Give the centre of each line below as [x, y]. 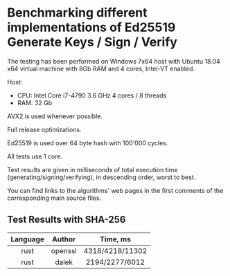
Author [64, 239]
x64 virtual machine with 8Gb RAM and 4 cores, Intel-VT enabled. [101, 68]
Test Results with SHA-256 [67, 220]
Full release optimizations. [44, 129]
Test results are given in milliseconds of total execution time [92, 169]
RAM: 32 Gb [35, 102]
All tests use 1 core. [35, 156]
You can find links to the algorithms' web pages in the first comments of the [115, 190]
